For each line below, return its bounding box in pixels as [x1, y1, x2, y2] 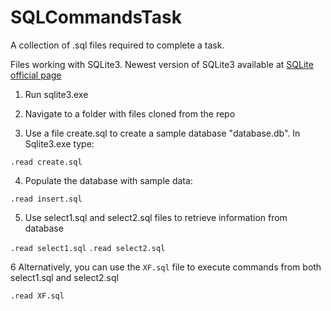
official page [10, 69, 62, 81]
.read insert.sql [10, 194, 83, 204]
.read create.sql [10, 157, 83, 167]
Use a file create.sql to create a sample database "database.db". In [24, 127, 301, 139]
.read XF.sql [10, 291, 65, 301]
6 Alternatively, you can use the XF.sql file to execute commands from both [10, 261, 322, 273]
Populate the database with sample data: [24, 174, 193, 186]
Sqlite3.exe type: [24, 137, 95, 150]
